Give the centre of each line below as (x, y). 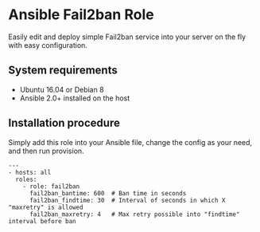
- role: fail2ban (51, 186)
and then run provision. (47, 151)
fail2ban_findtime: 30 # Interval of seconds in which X (127, 200)
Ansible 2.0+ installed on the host (75, 98)
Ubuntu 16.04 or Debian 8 (62, 89)
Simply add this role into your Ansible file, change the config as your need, (130, 142)
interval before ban (43, 221)
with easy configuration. (48, 45)
